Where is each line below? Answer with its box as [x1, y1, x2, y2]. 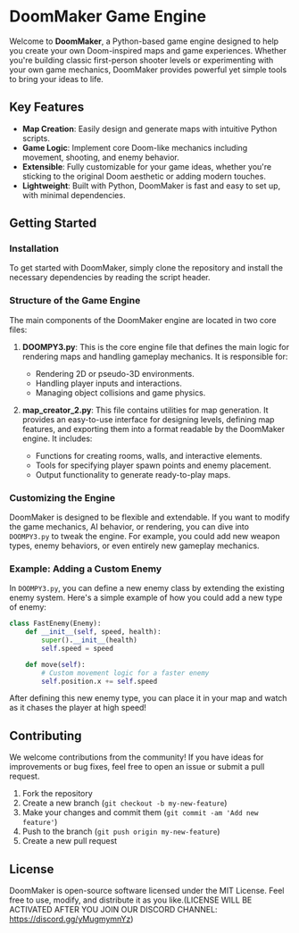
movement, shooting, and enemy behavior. [21, 152, 180, 162]
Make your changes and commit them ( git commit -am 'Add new [21, 807, 259, 818]
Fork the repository [21, 788, 94, 799]
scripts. [21, 132, 51, 144]
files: [9, 324, 28, 335]
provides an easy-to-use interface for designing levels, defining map [21, 413, 275, 425]
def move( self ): [25, 660, 87, 669]
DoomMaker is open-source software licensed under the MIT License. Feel [9, 886, 285, 896]
